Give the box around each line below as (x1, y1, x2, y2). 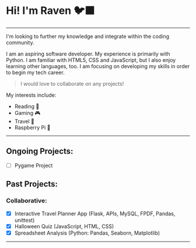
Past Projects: (6, 179, 58, 189)
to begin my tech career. (6, 69, 65, 76)
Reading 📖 (14, 103, 40, 110)
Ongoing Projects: (6, 146, 73, 156)
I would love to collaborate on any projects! (20, 80, 124, 87)
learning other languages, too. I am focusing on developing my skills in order (6, 62, 190, 69)
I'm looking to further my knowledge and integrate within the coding (6, 33, 170, 40)
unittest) (14, 216, 35, 223)
